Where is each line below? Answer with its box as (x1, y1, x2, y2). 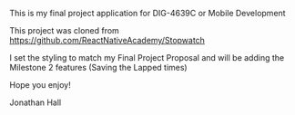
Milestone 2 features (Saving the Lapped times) (9, 62, 188, 72)
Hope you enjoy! (9, 80, 71, 90)
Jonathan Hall (9, 97, 62, 108)
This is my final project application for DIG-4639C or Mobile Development (9, 8, 286, 18)
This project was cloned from (9, 25, 120, 35)
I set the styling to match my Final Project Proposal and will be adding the (9, 53, 285, 62)
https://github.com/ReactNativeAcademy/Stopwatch (9, 35, 205, 45)
